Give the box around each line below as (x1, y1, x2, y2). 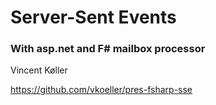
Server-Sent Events (10, 6, 177, 29)
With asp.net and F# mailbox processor (10, 42, 206, 56)
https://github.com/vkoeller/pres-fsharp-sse (10, 84, 193, 96)
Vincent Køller (10, 64, 68, 76)
